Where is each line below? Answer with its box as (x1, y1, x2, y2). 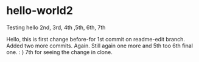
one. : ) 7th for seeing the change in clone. (6, 48, 113, 55)
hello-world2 (6, 4, 73, 18)
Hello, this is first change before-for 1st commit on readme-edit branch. (6, 35, 186, 43)
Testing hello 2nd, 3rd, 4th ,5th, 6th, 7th (6, 24, 106, 31)
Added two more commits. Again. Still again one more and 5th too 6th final (6, 42, 194, 49)
